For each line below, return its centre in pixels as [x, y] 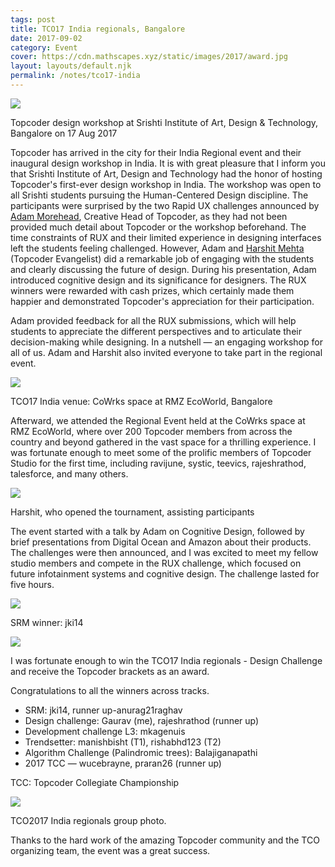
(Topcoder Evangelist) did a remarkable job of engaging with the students [162, 258]
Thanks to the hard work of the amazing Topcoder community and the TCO [165, 840]
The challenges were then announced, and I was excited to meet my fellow [164, 552]
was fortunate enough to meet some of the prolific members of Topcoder [161, 452]
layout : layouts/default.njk [71, 66]
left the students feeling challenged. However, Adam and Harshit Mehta [157, 248]
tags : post [33, 19]
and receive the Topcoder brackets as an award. [110, 671]
